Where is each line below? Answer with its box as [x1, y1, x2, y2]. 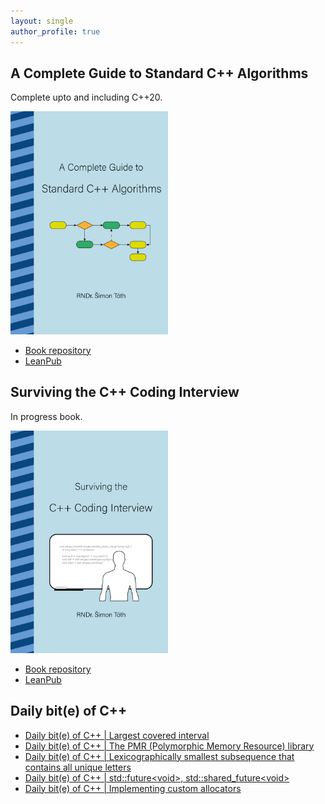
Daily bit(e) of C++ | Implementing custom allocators [24, 782, 242, 794]
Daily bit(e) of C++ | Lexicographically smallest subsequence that [24, 750, 295, 762]
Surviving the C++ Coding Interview [10, 384, 240, 401]
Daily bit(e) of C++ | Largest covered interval [24, 729, 210, 741]
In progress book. [10, 410, 83, 422]
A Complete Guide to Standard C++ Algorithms [10, 65, 309, 82]
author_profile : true [10, 26, 101, 37]
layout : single [10, 16, 74, 26]
